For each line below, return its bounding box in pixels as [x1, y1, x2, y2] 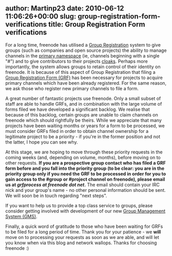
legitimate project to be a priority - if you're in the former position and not [5, 133, 161, 140]
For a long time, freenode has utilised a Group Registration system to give [5, 42, 161, 48]
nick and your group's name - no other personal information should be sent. [5, 187, 166, 193]
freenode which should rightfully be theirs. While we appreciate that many [5, 117, 162, 123]
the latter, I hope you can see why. [5, 139, 78, 145]
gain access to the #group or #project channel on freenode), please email [5, 176, 165, 182]
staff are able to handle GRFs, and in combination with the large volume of [5, 101, 162, 107]
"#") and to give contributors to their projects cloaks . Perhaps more [5, 58, 148, 64]
